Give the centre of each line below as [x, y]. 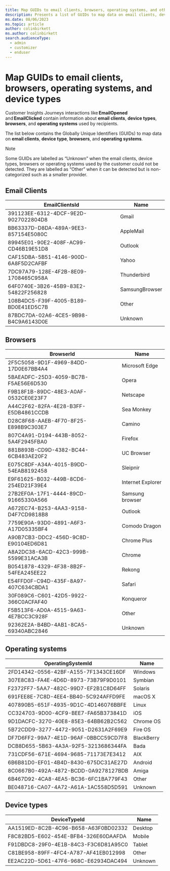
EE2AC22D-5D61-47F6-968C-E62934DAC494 [68, 861]
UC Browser [136, 453]
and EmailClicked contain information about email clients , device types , [81, 118]
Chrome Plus [137, 541]
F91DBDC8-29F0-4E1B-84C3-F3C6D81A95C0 [68, 844]
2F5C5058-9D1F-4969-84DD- [48, 363]
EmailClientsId [61, 205]
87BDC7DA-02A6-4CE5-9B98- [48, 316]
